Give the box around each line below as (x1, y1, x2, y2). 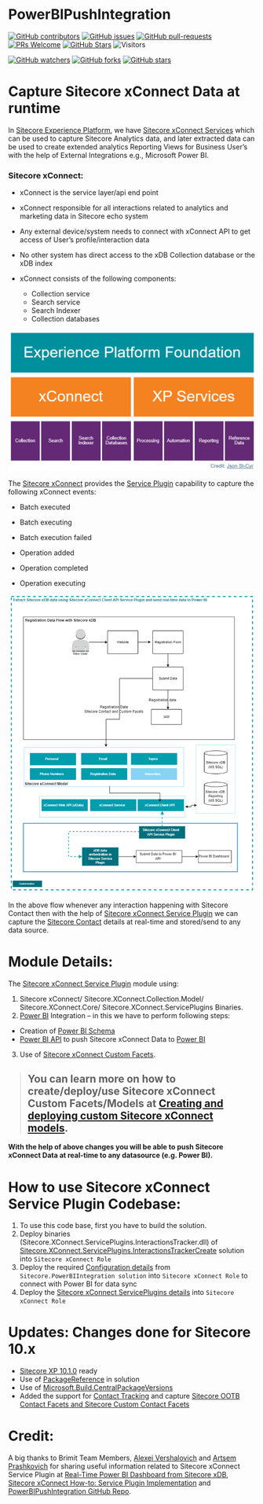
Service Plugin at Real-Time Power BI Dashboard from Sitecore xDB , (8, 1470, 229, 1480)
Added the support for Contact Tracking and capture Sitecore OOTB (19, 1392, 240, 1401)
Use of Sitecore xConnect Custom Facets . (19, 1050, 155, 1059)
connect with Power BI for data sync (19, 1279, 137, 1289)
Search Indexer (31, 306, 81, 315)
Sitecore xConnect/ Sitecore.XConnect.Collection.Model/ (19, 994, 204, 1003)
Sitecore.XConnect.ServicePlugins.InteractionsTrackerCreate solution (19, 1246, 245, 1256)
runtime (8, 100, 61, 117)
